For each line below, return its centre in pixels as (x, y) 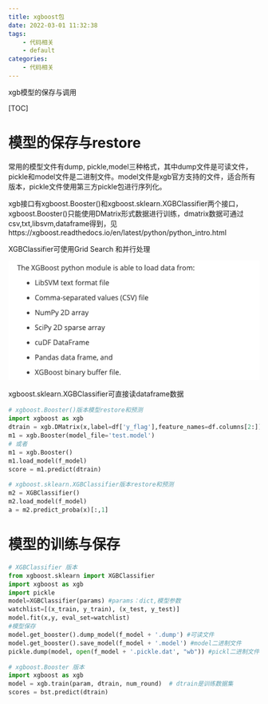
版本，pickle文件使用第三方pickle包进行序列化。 (87, 186)
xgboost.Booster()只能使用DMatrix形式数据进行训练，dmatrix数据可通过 (126, 213)
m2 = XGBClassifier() (44, 493)
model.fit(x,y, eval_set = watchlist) (69, 618)
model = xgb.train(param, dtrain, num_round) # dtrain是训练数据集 (121, 684)
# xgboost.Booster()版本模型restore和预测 (76, 410)
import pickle (32, 593)
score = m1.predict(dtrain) (55, 469)
